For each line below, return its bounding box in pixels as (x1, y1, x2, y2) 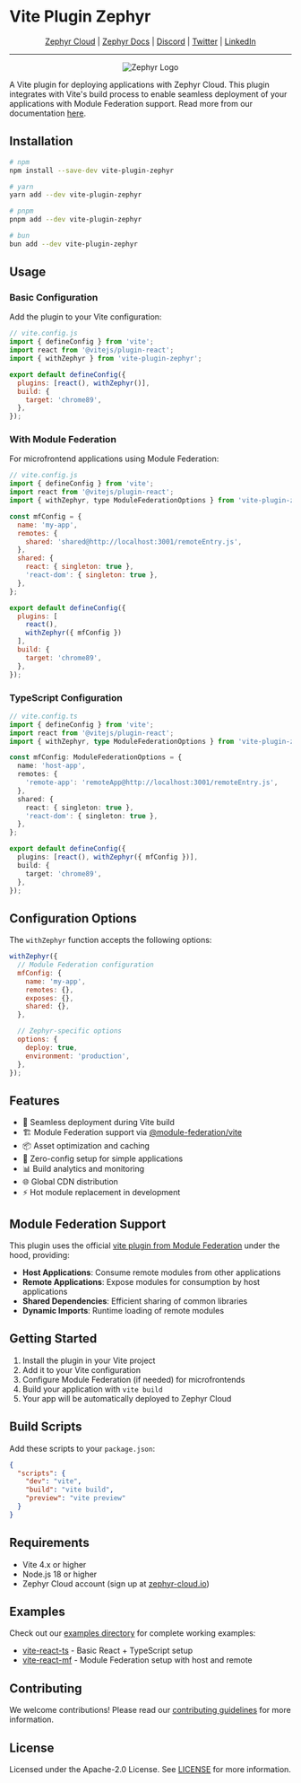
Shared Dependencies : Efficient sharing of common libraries (21, 1296, 248, 1307)
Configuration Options (9, 911, 137, 926)
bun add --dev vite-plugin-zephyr (9, 240, 139, 249)
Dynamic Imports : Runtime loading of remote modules (21, 1306, 225, 1316)
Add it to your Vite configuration (21, 1364, 142, 1375)
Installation (9, 134, 73, 149)
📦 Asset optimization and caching (21, 1141, 150, 1151)
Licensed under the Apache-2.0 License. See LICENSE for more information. (9, 1764, 291, 1775)
